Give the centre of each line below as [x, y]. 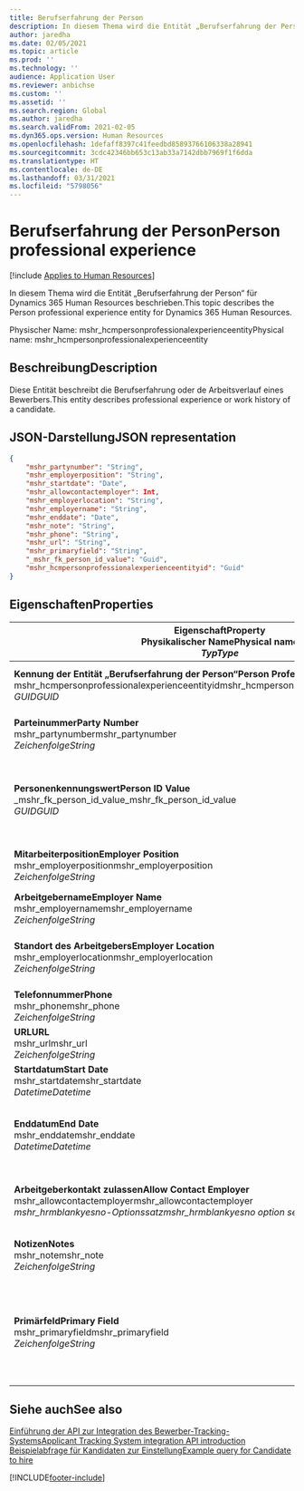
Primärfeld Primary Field [66, 1321]
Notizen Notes [44, 1244]
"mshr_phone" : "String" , [72, 534]
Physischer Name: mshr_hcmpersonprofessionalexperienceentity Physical [147, 330]
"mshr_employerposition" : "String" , [95, 475]
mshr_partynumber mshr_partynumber [95, 733]
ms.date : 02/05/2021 [48, 43]
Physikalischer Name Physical [206, 642]
